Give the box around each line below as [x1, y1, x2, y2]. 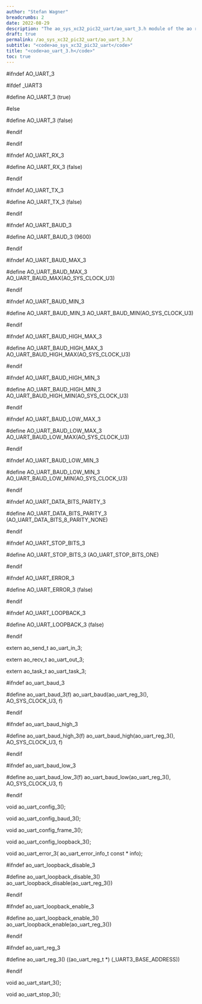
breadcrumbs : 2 [6, 14, 44, 20]
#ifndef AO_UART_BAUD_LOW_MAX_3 [6, 415, 101, 423]
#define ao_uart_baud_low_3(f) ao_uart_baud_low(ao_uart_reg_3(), [6, 773, 171, 780]
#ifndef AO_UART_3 [6, 70, 55, 77]
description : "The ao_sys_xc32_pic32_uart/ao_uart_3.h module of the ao [6, 25, 192, 32]
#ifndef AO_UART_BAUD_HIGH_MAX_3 [6, 332, 102, 340]
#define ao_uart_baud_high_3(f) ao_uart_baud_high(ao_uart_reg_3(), [6, 732, 176, 739]
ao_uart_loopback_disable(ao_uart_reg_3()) [6, 879, 113, 887]
